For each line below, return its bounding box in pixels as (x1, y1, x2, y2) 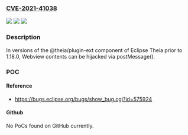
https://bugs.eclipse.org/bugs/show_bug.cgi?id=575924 (14, 95, 153, 102)
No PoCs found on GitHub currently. (6, 122, 94, 129)
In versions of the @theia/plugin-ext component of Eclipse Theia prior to (6, 46, 183, 54)
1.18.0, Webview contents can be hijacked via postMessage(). (6, 53, 155, 60)
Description (6, 33, 41, 41)
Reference (6, 82, 33, 89)
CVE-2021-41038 (6, 4, 57, 12)
